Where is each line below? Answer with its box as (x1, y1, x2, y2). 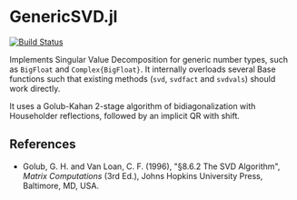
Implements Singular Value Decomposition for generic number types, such (9, 54, 289, 65)
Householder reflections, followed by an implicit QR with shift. (9, 110, 241, 121)
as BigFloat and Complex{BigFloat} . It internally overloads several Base (9, 64, 276, 75)
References (9, 136, 76, 152)
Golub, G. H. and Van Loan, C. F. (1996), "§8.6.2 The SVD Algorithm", (22, 161, 281, 172)
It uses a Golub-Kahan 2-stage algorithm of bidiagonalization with (9, 100, 256, 111)
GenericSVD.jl (9, 6, 118, 27)
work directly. (9, 83, 61, 94)
